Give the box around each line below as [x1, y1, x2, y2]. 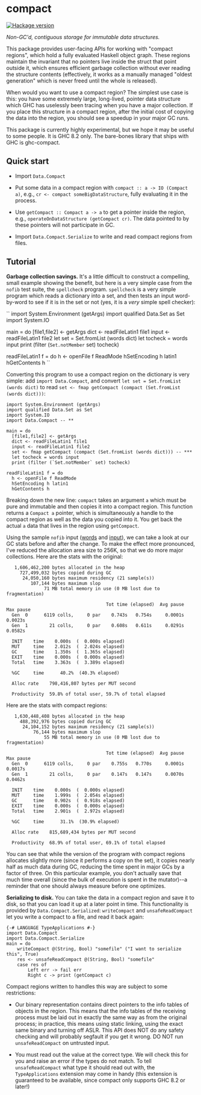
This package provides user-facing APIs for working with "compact [6, 45, 173, 52]
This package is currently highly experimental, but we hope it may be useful [6, 126, 194, 133]
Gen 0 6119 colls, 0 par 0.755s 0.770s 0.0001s [11, 761, 185, 767]
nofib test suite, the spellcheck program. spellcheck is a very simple [6, 285, 176, 293]
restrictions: [6, 989, 36, 996]
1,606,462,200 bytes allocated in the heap [14, 564, 125, 570]
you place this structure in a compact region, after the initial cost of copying [6, 108, 194, 115]
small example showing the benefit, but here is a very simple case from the [6, 279, 193, 286]
